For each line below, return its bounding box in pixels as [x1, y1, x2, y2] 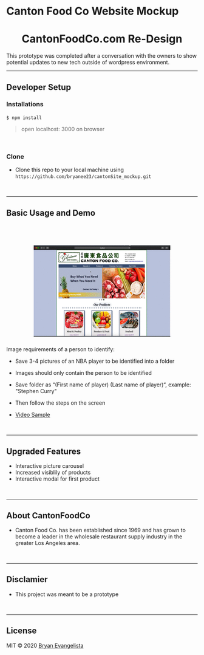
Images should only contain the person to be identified [15, 369, 152, 377]
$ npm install [6, 114, 42, 121]
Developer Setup [6, 82, 72, 92]
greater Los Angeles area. [15, 540, 80, 547]
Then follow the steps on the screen [15, 399, 106, 406]
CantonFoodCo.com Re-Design [21, 32, 183, 46]
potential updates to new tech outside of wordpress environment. [6, 59, 170, 66]
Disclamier [6, 574, 48, 585]
